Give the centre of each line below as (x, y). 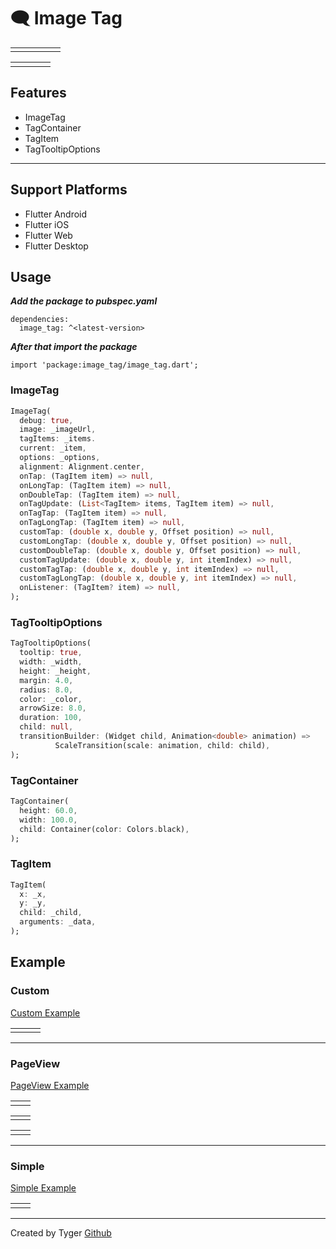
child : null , (46, 727)
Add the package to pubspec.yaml (84, 301)
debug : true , (46, 420)
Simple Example (43, 1188)
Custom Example (45, 1012)
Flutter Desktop (56, 246)
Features (38, 93)
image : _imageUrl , (58, 430)
